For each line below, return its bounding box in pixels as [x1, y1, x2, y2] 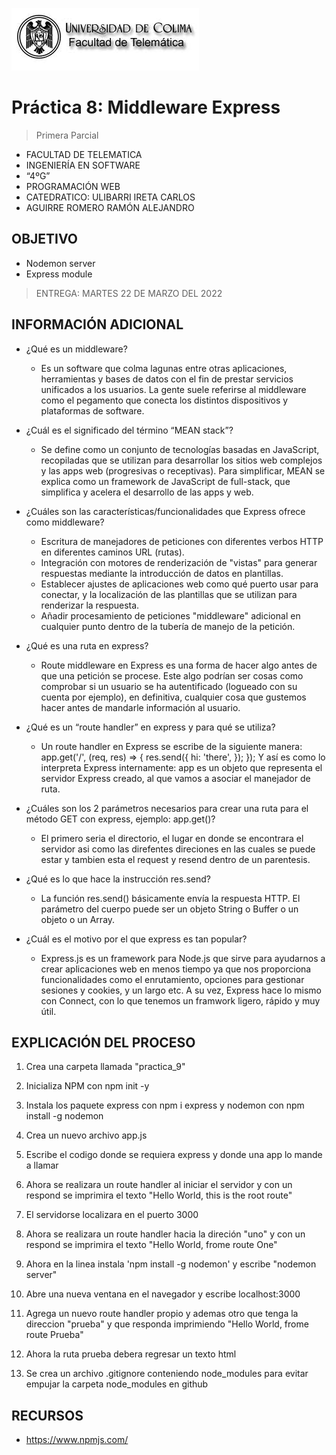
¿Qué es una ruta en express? [25, 639, 149, 652]
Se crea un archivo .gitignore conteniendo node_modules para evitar [25, 1368, 309, 1380]
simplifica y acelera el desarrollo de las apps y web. [40, 486, 254, 498]
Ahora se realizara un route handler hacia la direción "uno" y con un [25, 1228, 306, 1240]
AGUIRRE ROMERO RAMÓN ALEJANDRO [25, 201, 195, 213]
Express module [25, 268, 93, 280]
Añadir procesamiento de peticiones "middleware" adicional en [40, 609, 301, 622]
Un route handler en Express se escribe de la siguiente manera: [40, 740, 303, 752]
